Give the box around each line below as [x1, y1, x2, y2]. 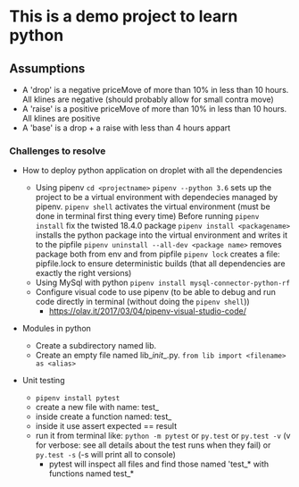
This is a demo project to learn [9, 6, 238, 27]
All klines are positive [21, 113, 101, 123]
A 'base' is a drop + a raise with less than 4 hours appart [21, 122, 231, 133]
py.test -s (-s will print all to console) [35, 449, 177, 460]
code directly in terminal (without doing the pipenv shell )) [35, 297, 250, 307]
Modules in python [21, 323, 92, 334]
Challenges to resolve [9, 145, 106, 157]
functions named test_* [48, 468, 135, 479]
